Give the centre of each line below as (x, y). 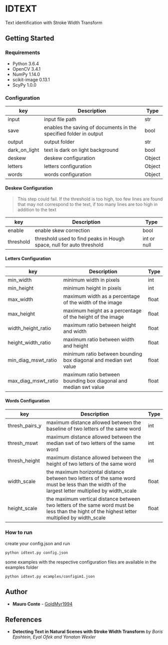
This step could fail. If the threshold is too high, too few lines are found (90, 199)
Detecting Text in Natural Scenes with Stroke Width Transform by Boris (87, 631)
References (23, 620)
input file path (60, 119)
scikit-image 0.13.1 (31, 79)
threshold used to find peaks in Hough (80, 239)
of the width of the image (93, 303)
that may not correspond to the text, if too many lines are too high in (87, 204)
